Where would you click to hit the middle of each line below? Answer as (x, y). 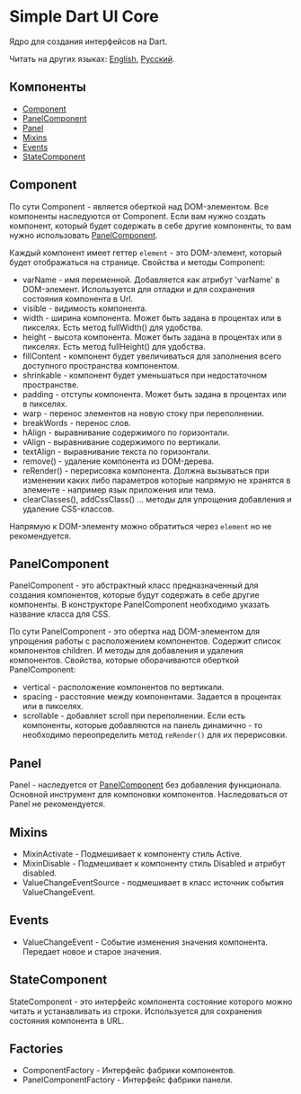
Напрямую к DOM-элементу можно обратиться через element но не (141, 526)
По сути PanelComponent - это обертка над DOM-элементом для (135, 632)
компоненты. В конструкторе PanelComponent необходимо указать (139, 605)
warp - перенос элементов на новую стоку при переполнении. (143, 413)
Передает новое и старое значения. (92, 951)
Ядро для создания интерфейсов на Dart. (89, 41)
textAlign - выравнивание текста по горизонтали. (116, 451)
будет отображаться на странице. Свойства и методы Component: (137, 262)
